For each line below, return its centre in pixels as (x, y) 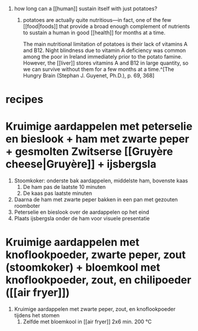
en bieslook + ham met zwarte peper (98, 139)
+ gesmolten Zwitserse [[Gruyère (89, 152)
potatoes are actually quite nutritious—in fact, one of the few (97, 20)
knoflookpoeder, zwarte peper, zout (96, 255)
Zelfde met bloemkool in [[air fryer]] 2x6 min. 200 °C (87, 322)
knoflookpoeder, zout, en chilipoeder (98, 280)
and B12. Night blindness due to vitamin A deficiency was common (104, 50)
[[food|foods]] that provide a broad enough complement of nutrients (106, 26)
